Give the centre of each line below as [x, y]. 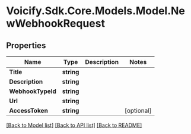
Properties [26, 45]
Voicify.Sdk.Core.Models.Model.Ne [96, 11]
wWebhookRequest [56, 23]
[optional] [138, 111]
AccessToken [29, 111]
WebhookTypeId [33, 91]
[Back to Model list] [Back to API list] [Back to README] [74, 125]
